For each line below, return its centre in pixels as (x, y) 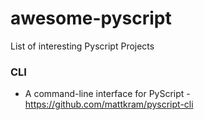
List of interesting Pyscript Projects (82, 46)
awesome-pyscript (91, 18)
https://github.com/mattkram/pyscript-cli (109, 104)
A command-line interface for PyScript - (107, 94)
